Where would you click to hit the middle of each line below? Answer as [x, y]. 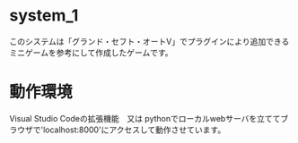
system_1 [44, 16]
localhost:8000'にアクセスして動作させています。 [135, 130]
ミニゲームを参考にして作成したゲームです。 [91, 52]
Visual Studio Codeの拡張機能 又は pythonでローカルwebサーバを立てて [145, 118]
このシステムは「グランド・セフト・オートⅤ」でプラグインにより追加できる [149, 41]
